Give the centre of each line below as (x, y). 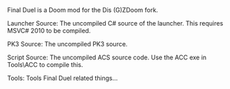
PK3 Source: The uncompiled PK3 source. (67, 44)
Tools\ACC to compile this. (45, 65)
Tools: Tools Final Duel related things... (63, 78)
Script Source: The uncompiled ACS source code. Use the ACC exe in (107, 57)
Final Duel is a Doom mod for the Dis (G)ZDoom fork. (83, 10)
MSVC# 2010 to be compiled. (49, 31)
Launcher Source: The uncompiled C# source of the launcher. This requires (115, 23)
